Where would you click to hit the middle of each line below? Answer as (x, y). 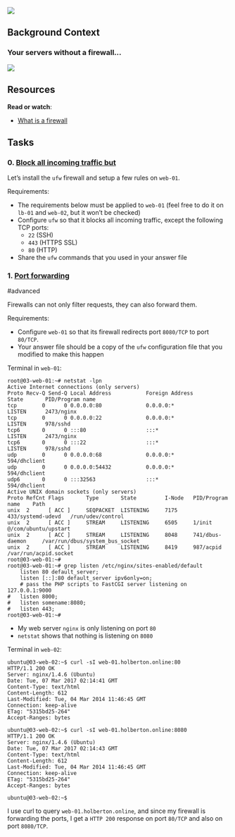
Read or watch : (30, 106)
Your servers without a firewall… (64, 53)
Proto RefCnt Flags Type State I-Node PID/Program (118, 498)
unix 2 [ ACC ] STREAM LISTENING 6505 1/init (110, 523)
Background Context (53, 33)
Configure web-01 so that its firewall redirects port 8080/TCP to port (113, 332)
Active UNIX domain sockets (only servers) (72, 492)
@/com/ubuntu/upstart (39, 529)
